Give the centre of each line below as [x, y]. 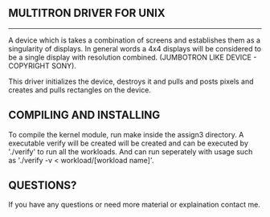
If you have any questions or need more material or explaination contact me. [135, 205]
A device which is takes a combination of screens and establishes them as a [135, 40]
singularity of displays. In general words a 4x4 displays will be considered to [135, 48]
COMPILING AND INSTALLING [84, 115]
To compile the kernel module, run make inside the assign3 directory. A [126, 134]
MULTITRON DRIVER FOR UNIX [87, 13]
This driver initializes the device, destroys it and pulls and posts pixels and [131, 81]
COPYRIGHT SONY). [42, 66]
